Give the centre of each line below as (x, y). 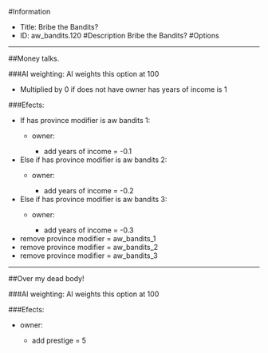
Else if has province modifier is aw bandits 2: (93, 160)
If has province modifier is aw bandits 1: (85, 120)
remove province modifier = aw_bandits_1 (88, 238)
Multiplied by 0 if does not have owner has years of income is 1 (123, 89)
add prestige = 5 (59, 340)
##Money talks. (34, 58)
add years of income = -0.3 (89, 230)
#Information (30, 12)
